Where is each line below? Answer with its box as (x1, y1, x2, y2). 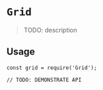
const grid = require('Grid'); (6, 64, 97, 71)
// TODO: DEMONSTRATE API (6, 76, 81, 83)
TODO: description (23, 26, 78, 34)
